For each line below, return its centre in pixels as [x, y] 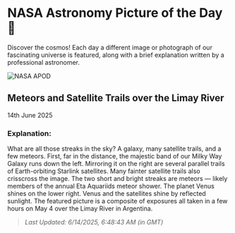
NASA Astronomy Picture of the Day [115, 13]
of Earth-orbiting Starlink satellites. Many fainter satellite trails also [104, 171]
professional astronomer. [43, 62]
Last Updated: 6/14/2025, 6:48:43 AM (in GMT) [94, 222]
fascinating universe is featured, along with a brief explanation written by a [116, 55]
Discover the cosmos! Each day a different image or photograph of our [110, 47]
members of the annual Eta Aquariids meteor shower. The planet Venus [111, 186]
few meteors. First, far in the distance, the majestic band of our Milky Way [115, 156]
